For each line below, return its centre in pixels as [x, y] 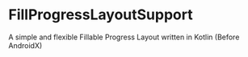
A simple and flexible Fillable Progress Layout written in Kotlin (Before [124, 37]
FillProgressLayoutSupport [101, 15]
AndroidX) [25, 45]
